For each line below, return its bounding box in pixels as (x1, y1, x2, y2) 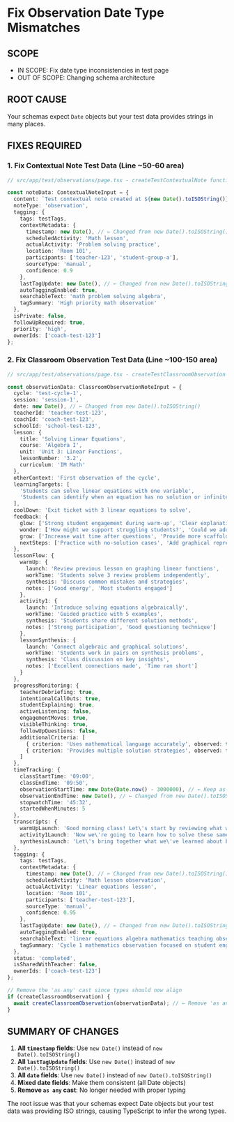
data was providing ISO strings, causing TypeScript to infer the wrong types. (7, 1107, 227, 1115)
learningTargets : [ (13, 480, 70, 488)
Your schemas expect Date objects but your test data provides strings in (7, 112, 214, 120)
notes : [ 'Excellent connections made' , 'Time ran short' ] (25, 663, 198, 670)
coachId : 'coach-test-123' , (13, 415, 95, 423)
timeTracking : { (13, 767, 61, 774)
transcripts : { (13, 818, 58, 825)
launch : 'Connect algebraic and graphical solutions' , (25, 643, 189, 650)
